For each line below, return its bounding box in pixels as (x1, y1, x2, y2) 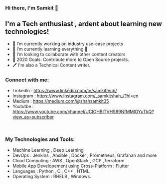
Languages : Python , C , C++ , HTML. (12, 168, 91, 174)
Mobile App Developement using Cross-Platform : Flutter (12, 163, 129, 169)
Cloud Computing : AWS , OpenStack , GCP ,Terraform (12, 158, 125, 164)
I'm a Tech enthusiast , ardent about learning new (5, 20, 162, 28)
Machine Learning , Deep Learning (12, 147, 84, 153)
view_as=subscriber (12, 114, 54, 120)
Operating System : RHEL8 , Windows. (12, 174, 91, 180)
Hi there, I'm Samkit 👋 (5, 4, 58, 11)
